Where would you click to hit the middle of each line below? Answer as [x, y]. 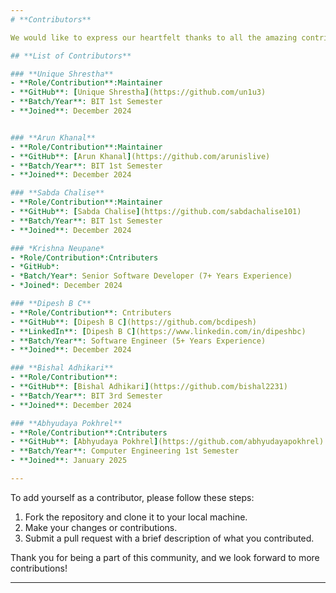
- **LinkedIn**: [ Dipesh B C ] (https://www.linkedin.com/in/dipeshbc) [158, 331]
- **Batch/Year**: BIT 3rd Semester [86, 396]
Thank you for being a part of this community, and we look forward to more [165, 557]
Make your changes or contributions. [101, 527]
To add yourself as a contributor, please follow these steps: [132, 497]
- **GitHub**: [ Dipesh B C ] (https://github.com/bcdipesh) [133, 322]
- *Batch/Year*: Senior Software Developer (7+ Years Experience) [151, 276]
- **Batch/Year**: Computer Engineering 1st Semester [125, 451]
